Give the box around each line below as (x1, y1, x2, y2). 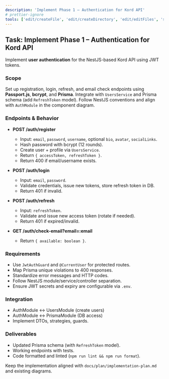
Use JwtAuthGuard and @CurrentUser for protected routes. (12, 262, 131, 268)
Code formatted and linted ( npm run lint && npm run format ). (12, 353, 141, 359)
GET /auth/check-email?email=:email (12, 228, 93, 234)
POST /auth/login (12, 167, 50, 173)
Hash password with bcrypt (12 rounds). (20, 141, 103, 147)
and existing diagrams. (5, 368, 52, 374)
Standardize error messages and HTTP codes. (12, 273, 109, 279)
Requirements (5, 250, 41, 257)
